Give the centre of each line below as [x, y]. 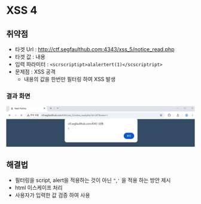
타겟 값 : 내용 [30, 57]
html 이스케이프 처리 [39, 188]
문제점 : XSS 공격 [35, 72]
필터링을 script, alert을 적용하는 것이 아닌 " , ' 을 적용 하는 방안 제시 [93, 180]
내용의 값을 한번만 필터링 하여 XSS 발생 [69, 79]
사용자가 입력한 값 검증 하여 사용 [52, 195]
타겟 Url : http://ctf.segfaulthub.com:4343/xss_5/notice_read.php [95, 49]
